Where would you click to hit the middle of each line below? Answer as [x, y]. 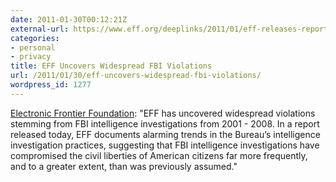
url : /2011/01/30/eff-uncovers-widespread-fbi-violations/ [136, 76]
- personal [33, 47]
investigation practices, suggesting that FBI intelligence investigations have [165, 145]
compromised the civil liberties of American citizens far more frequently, [159, 155]
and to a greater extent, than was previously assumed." [124, 166]
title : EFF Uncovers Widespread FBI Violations [111, 66]
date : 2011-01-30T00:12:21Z [69, 19]
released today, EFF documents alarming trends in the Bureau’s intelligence [165, 134]
